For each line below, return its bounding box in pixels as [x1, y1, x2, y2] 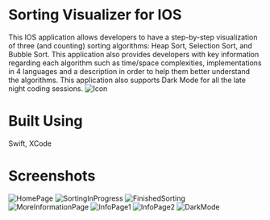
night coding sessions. [8, 83, 84, 93]
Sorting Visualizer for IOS [8, 6, 182, 24]
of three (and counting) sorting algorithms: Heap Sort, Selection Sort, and [8, 40, 252, 50]
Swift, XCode [8, 139, 52, 148]
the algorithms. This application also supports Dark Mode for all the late [8, 75, 246, 85]
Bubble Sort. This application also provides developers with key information [8, 49, 260, 59]
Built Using [8, 112, 83, 131]
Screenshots [8, 167, 96, 185]
